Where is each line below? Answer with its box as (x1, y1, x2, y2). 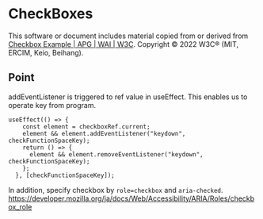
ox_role (8, 202, 32, 211)
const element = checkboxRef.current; (22, 122, 151, 131)
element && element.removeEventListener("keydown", (29, 150, 204, 159)
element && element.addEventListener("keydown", (22, 129, 186, 137)
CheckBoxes (8, 5, 93, 23)
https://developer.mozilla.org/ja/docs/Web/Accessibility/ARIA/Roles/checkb (8, 194, 255, 203)
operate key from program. (8, 100, 97, 109)
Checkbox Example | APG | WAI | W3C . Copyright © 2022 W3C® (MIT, (8, 39, 239, 48)
